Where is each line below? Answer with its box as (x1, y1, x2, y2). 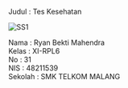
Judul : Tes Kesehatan (8, 7, 82, 16)
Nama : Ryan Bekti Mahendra (8, 38, 105, 47)
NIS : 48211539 (8, 63, 59, 73)
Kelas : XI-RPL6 (8, 46, 60, 55)
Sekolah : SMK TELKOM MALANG (8, 72, 121, 81)
